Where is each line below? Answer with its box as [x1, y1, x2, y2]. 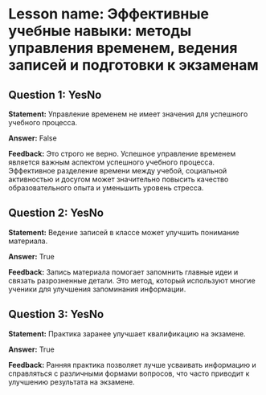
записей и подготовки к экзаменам [8, 56, 259, 75]
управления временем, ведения [8, 39, 238, 57]
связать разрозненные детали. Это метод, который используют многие [8, 275, 256, 285]
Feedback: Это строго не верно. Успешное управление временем [8, 149, 236, 158]
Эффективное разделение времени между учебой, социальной [8, 166, 227, 175]
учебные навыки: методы [8, 22, 192, 40]
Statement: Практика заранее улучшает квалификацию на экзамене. [8, 328, 247, 338]
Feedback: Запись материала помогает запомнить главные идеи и [8, 267, 239, 277]
